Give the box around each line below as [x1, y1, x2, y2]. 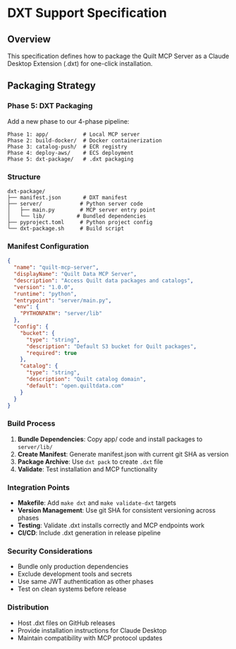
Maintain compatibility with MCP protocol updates [17, 633, 163, 642]
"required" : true [25, 349, 77, 356]
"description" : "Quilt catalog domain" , [25, 376, 147, 383]
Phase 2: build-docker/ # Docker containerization [7, 136, 162, 144]
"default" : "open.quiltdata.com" [25, 382, 125, 390]
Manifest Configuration [7, 241, 89, 251]
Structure [7, 172, 41, 182]
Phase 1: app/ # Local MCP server [7, 131, 140, 138]
